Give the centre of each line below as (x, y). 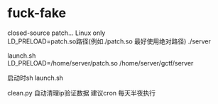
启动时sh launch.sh (36, 78)
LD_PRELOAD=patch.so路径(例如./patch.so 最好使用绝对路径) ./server (109, 41)
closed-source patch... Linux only (56, 33)
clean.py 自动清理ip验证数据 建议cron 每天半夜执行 (82, 93)
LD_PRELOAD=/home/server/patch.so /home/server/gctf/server (100, 63)
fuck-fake (37, 13)
